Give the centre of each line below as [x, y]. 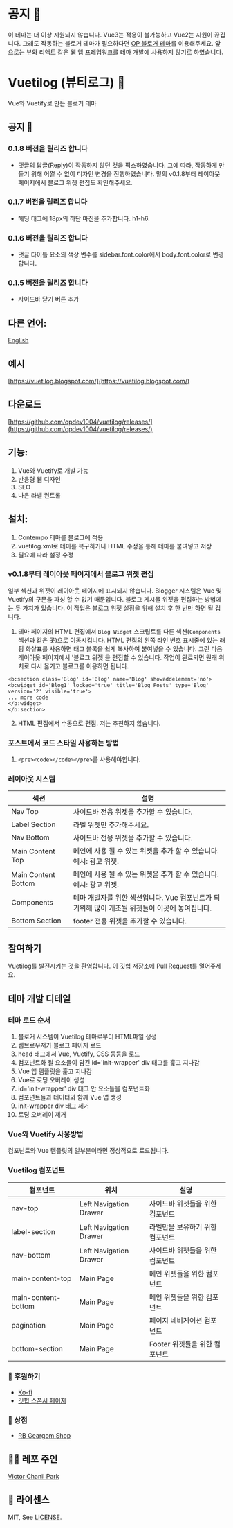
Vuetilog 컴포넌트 [36, 1170]
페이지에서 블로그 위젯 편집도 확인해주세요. [75, 182]
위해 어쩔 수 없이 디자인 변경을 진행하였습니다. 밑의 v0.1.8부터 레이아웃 [125, 173]
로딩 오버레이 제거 [42, 1114]
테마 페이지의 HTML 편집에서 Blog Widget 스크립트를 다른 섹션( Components [119, 631]
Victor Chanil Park [34, 1476]
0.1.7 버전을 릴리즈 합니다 [48, 202]
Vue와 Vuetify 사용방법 [46, 1134]
